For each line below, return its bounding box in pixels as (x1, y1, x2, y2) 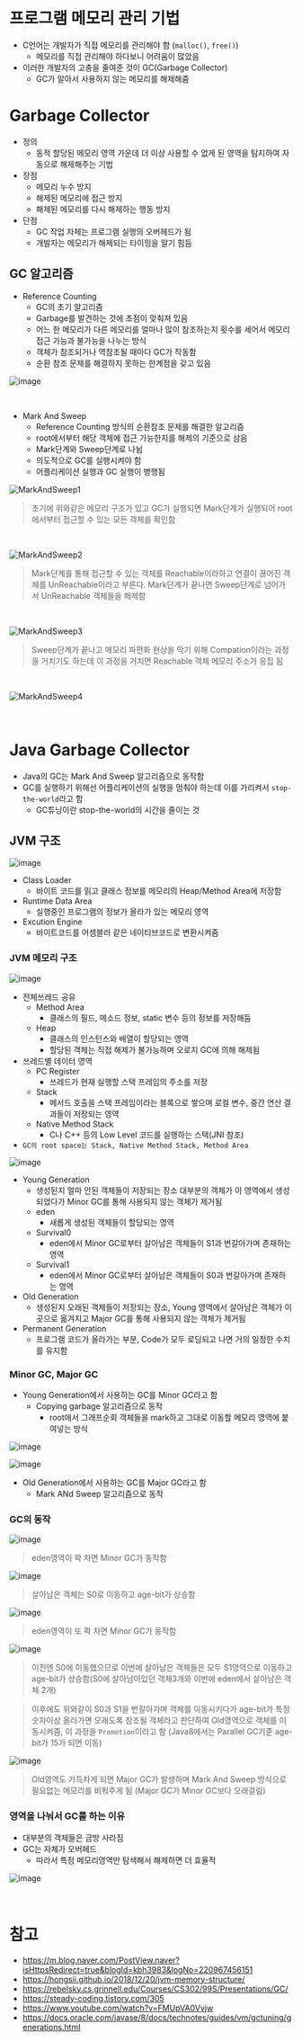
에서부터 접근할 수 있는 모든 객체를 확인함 (31, 513, 176, 524)
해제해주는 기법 (59, 158, 114, 169)
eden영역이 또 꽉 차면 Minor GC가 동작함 (31, 1626, 177, 1636)
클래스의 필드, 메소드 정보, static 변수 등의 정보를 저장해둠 (49, 1012, 252, 1023)
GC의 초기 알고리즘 (35, 301, 103, 312)
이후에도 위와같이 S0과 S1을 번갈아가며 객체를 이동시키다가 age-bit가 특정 (31, 1704, 290, 1715)
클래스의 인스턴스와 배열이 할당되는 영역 (49, 1033, 189, 1044)
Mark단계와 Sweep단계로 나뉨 (35, 443, 144, 454)
